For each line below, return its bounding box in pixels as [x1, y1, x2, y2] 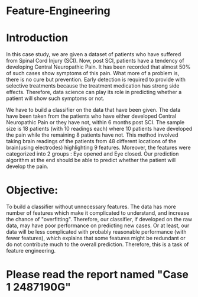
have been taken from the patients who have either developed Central [6, 112, 176, 120]
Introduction [6, 31, 69, 45]
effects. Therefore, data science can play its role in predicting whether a [6, 89, 182, 96]
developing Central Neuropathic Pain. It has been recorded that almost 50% [6, 63, 191, 70]
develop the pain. [6, 163, 48, 170]
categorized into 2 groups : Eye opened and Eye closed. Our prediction [6, 150, 179, 157]
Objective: [6, 183, 59, 197]
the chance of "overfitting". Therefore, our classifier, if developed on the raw [6, 216, 193, 223]
